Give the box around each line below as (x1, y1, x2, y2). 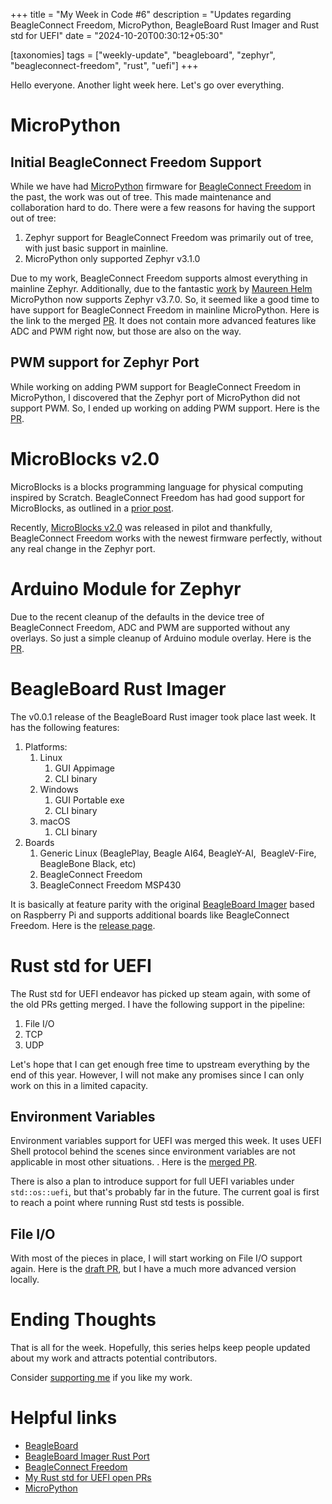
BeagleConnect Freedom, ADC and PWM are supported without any (10, 621, 291, 633)
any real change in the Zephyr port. (10, 542, 156, 554)
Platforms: (24, 740, 68, 753)
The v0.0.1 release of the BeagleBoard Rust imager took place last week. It (10, 710, 316, 723)
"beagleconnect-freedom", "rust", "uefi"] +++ (10, 60, 199, 71)
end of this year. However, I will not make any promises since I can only (10, 1069, 305, 1081)
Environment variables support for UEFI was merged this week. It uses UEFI (10, 1135, 322, 1147)
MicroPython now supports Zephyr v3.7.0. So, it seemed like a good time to (10, 294, 320, 305)
